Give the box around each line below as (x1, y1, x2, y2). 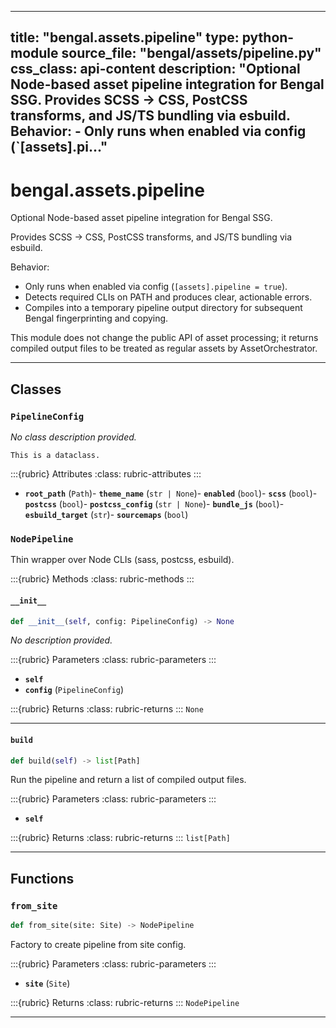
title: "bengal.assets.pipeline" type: (10, 29, 240, 46)
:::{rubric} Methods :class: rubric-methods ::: (10, 573, 195, 585)
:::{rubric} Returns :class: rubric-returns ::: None (10, 703, 204, 715)
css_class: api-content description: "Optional (10, 61, 301, 78)
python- (241, 29, 295, 46)
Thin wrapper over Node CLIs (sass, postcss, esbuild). (10, 554, 235, 566)
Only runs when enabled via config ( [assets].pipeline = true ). (24, 281, 288, 293)
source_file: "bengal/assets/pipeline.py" (61, 45, 322, 62)
